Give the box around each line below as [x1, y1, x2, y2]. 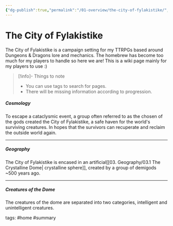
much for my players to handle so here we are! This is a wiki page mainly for [5, 58, 167, 64]
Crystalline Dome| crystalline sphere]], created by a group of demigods [5, 164, 157, 171]
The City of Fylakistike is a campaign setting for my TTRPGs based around [5, 47, 163, 53]
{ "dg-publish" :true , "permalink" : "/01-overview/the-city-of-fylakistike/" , [5, 7, 169, 13]
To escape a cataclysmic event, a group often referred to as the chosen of [5, 113, 163, 119]
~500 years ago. [5, 170, 41, 176]
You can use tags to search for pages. [25, 83, 107, 89]
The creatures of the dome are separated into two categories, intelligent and [5, 199, 167, 205]
